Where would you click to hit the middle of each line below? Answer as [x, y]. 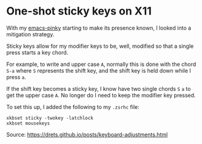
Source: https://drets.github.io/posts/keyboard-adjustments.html [87, 134]
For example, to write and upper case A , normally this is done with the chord [101, 64]
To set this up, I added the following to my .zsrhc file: [73, 106]
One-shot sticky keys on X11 [79, 11]
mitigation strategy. [30, 34]
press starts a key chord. [37, 52]
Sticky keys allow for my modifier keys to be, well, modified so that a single [100, 46]
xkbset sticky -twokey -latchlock [50, 118]
